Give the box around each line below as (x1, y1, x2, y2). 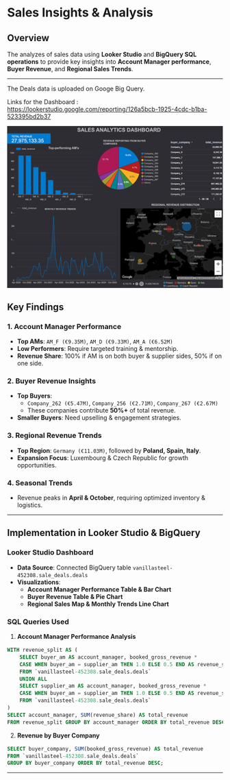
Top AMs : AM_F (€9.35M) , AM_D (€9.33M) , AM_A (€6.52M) (16, 337, 173, 345)
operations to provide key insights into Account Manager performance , (7, 58, 212, 66)
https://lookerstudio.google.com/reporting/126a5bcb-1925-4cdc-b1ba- (7, 105, 207, 113)
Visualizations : (16, 578, 61, 586)
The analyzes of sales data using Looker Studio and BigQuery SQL (7, 50, 197, 58)
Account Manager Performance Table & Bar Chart (27, 585, 172, 594)
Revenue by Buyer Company (16, 731, 101, 740)
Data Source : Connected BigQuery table (16, 563, 131, 572)
